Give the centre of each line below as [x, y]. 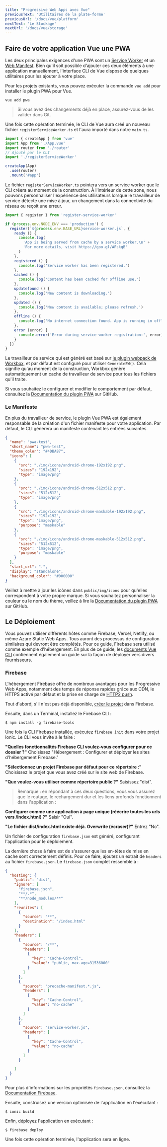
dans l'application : [37, 802]
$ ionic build [20, 1112]
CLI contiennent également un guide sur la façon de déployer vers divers [80, 655]
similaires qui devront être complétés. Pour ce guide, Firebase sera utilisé [80, 644]
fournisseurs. [19, 660]
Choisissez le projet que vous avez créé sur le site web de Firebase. [75, 772]
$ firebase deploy [24, 1130]
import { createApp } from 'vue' [40, 139]
